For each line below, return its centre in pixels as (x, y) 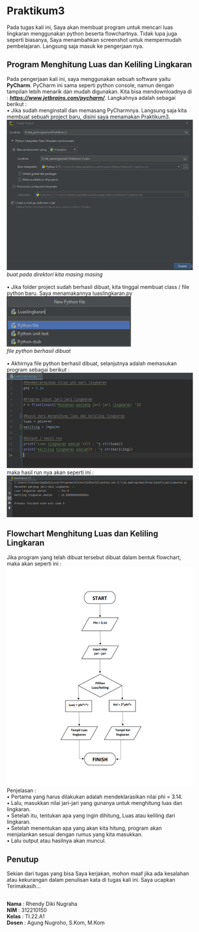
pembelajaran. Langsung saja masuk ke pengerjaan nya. (75, 46)
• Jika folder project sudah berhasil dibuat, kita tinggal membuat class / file (98, 287)
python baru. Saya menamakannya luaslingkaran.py (70, 293)
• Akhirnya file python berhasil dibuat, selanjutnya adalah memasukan (92, 363)
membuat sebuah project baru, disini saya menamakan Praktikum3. (89, 116)
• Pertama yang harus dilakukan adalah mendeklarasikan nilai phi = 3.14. (95, 797)
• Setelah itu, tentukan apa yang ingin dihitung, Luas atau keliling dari (91, 816)
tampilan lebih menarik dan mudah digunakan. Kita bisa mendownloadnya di (99, 91)
